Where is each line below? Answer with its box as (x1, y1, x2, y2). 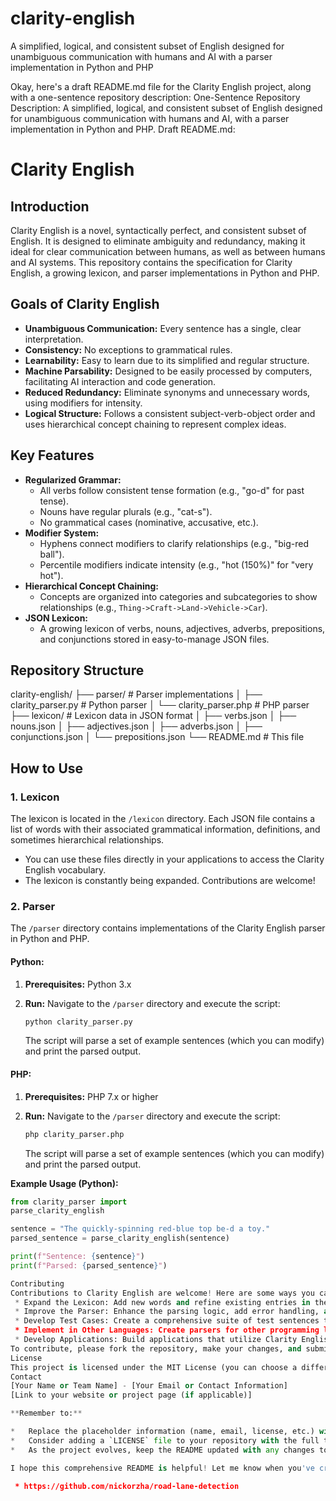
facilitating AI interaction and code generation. (24, 375, 217, 387)
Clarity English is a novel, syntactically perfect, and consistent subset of (10, 224, 307, 236)
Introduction (10, 198, 90, 215)
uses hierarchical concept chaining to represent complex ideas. (24, 418, 287, 430)
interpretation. (24, 333, 84, 345)
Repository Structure (10, 662, 145, 679)
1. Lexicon (10, 790, 60, 804)
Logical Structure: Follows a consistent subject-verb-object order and (24, 407, 316, 419)
